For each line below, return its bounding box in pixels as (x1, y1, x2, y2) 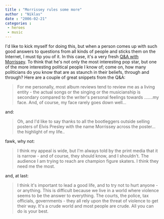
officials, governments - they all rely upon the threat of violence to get (17, 198, 159, 203)
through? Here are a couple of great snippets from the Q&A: (5, 74, 126, 80)
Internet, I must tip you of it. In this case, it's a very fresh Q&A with (5, 54, 139, 59)
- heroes (7, 25, 25, 30)
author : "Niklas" (5, 12, 43, 17)
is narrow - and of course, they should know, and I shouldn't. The (17, 153, 149, 159)
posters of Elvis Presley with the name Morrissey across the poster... (17, 124, 156, 130)
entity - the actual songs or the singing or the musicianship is (17, 89, 141, 95)
